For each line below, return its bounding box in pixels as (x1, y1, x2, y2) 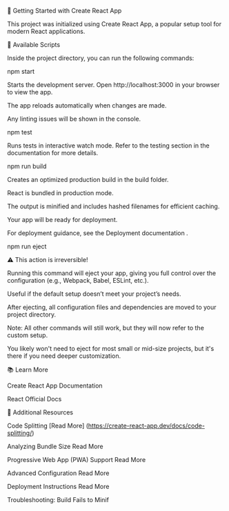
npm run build (7, 162, 47, 170)
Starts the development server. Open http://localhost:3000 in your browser (7, 81, 220, 89)
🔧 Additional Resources (7, 408, 74, 417)
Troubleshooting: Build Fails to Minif (7, 496, 109, 503)
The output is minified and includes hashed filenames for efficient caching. (7, 202, 220, 210)
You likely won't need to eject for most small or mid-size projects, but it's (7, 345, 215, 352)
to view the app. (7, 88, 53, 96)
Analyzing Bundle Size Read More (7, 442, 103, 450)
